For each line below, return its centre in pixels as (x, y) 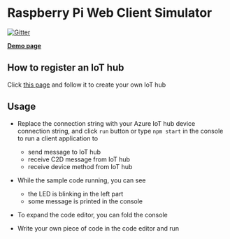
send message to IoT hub (64, 152)
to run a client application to (58, 138)
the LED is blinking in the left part (76, 194)
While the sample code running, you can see (81, 180)
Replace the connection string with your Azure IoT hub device (106, 123)
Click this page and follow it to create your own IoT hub (87, 85)
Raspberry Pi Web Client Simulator (110, 13)
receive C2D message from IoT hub (79, 159)
